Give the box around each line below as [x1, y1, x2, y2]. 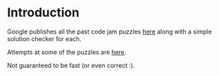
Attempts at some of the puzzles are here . [7, 48, 127, 56]
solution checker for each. [7, 34, 82, 42]
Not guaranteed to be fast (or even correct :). [7, 61, 136, 69]
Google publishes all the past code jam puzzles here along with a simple [7, 27, 212, 36]
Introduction [7, 5, 80, 21]
